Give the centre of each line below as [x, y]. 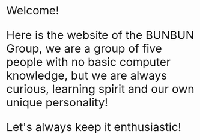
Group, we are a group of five [84, 48]
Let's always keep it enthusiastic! [94, 127]
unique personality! [57, 102]
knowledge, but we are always [86, 75]
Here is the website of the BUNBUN [100, 35]
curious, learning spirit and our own [100, 89]
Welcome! [33, 10]
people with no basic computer [89, 62]
